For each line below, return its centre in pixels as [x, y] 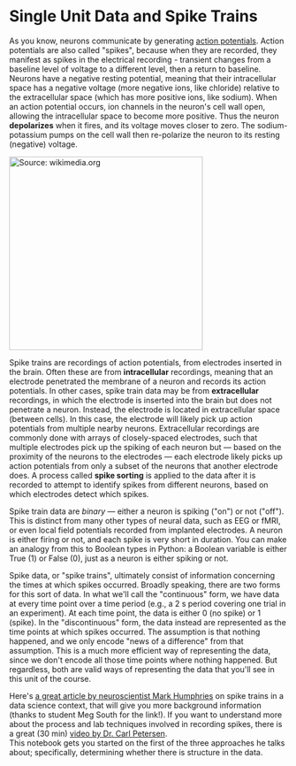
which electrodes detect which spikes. [79, 494]
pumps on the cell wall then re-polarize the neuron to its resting [164, 134]
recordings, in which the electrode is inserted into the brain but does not [140, 400]
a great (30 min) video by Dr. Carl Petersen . [88, 733]
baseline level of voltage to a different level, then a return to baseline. [135, 69]
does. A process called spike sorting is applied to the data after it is [133, 475]
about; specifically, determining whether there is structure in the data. [136, 752]
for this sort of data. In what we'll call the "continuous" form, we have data [144, 594]
